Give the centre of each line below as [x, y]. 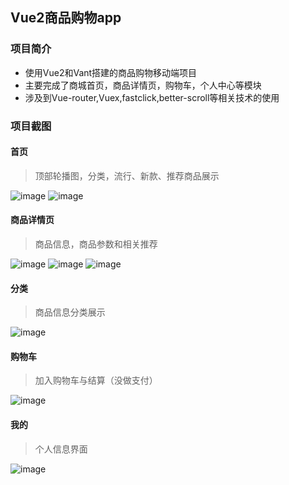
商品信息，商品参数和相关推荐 [96, 244]
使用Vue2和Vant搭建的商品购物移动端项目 [111, 72]
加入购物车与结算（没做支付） [96, 380]
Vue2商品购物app [66, 18]
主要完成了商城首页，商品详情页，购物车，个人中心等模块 [143, 85]
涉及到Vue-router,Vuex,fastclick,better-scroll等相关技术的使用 [152, 97]
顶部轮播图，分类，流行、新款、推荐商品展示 [127, 175]
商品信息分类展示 [70, 312]
